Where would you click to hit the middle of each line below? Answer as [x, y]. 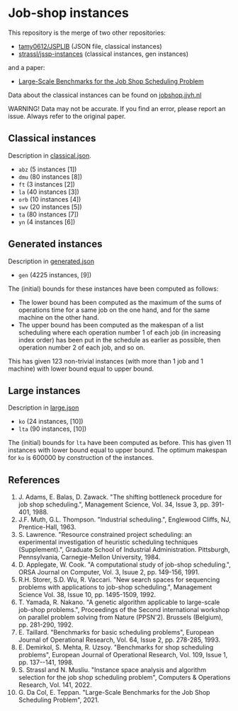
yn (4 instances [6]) [47, 221]
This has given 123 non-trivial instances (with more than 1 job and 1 [106, 361]
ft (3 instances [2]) [46, 184]
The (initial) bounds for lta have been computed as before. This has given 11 [120, 443]
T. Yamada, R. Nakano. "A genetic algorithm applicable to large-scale [119, 602]
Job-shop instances [69, 13]
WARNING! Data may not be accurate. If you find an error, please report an [117, 108]
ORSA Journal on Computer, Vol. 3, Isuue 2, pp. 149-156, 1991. [109, 572]
